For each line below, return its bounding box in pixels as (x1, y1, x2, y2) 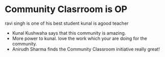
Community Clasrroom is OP (5, 4, 128, 15)
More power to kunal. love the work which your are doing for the (12, 35, 147, 41)
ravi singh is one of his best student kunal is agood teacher (5, 20, 129, 26)
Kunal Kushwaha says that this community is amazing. (12, 30, 126, 36)
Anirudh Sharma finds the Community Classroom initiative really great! (12, 46, 160, 52)
